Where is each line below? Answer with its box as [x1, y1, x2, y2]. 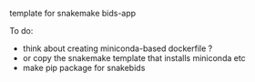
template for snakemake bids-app [9, 8, 137, 18]
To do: [9, 26, 34, 36]
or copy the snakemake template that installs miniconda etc [22, 53, 246, 63]
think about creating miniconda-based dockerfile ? [22, 43, 213, 54]
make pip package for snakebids [22, 63, 146, 73]
